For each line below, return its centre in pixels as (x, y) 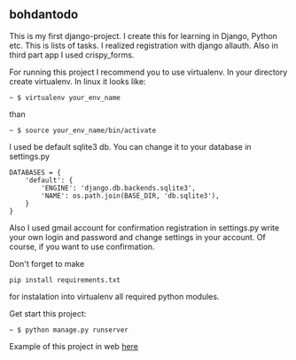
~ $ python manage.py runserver (69, 330)
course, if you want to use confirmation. (82, 247)
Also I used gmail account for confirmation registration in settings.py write (144, 227)
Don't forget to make (47, 263)
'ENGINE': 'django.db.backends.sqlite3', (119, 188)
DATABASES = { (35, 172)
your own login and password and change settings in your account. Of (137, 237)
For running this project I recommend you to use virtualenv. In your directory (148, 72)
